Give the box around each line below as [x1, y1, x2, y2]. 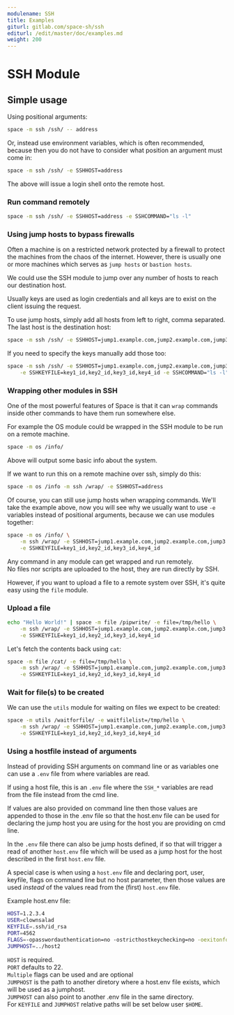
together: [7, 518, 33, 527]
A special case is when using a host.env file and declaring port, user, [7, 868, 205, 877]
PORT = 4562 [7, 930, 36, 937]
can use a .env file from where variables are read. [7, 770, 150, 778]
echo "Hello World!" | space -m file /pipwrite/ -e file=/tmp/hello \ [7, 619, 217, 626]
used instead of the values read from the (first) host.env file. [7, 883, 181, 891]
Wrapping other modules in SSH [7, 386, 118, 395]
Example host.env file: [7, 897, 71, 905]
